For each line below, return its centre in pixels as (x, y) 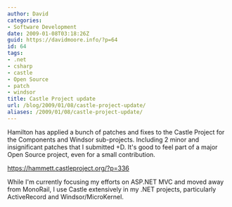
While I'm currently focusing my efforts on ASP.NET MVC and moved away (116, 182)
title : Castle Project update (52, 99)
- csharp (20, 66)
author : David (28, 14)
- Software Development (42, 27)
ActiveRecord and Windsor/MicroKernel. (66, 196)
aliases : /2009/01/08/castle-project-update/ (75, 112)
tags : (15, 54)
